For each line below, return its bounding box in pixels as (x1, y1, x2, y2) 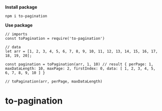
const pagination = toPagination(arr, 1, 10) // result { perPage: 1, (5, 62, 154, 67)
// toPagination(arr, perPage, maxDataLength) (5, 79, 103, 84)
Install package (5, 4, 38, 10)
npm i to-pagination (5, 14, 48, 19)
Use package (5, 22, 33, 28)
